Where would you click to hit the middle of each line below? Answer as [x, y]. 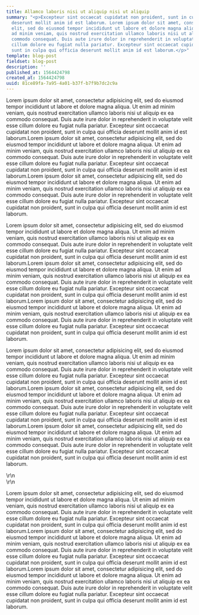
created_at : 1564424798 [36, 78]
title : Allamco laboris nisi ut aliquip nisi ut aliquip [78, 12]
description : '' [26, 67]
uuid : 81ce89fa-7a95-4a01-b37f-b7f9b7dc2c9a [62, 84]
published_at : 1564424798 [38, 72]
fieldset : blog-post [32, 61]
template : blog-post [32, 56]
